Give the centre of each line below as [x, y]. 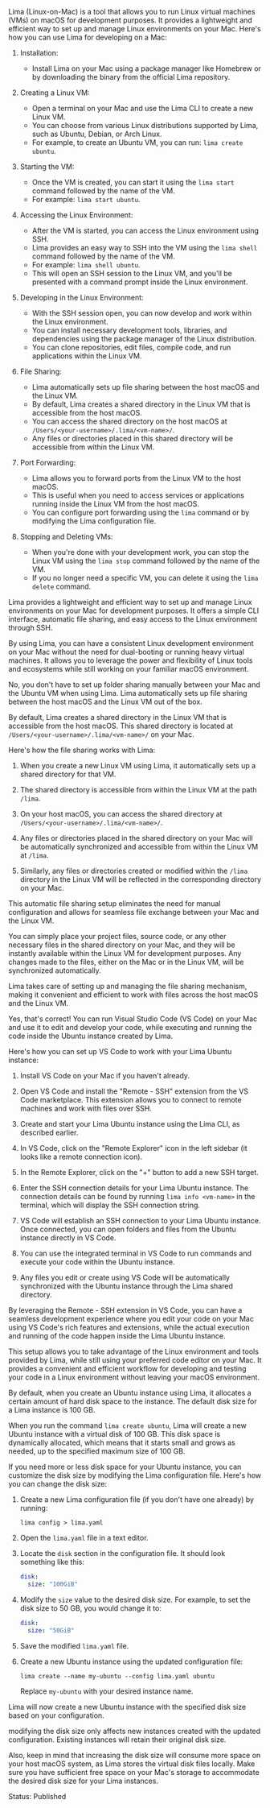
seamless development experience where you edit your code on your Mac [131, 1319]
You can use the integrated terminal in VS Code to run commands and [135, 1253]
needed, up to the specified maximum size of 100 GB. [97, 1451]
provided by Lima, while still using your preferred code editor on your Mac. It [135, 1360]
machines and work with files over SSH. [86, 1108]
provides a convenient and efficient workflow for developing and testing [127, 1369]
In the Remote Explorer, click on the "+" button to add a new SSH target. [139, 1172]
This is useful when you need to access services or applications [138, 495]
